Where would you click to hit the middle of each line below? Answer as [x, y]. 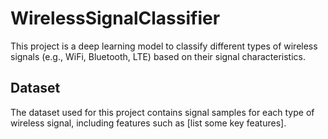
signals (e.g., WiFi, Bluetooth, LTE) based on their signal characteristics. [158, 56]
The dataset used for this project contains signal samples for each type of [162, 112]
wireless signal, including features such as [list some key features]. [148, 123]
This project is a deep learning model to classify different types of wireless [164, 46]
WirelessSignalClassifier [115, 18]
